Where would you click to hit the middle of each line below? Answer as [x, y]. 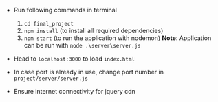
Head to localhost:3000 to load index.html [74, 59]
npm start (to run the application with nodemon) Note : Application [118, 38]
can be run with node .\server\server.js [82, 45]
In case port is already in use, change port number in [88, 72]
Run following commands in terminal [65, 10]
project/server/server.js [51, 79]
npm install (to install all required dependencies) [94, 31]
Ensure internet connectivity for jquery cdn [74, 91]
